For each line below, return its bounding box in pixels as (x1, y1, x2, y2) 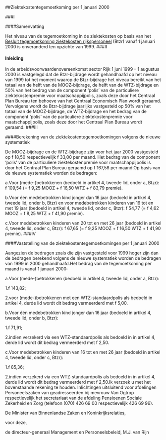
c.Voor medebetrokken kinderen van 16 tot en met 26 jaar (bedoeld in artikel (5, 349, 161, 355)
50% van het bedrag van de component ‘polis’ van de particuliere (5, 87, 139, 94)
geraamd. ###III (5, 124, 38, 130)
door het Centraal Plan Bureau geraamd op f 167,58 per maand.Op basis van (5, 165, 161, 171)
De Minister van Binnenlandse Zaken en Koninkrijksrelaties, (5, 410, 126, 416)
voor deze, (5, 420, 27, 426)
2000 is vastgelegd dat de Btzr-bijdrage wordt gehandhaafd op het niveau (5, 72, 157, 78)
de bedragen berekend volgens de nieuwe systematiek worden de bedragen (5, 255, 161, 261)
